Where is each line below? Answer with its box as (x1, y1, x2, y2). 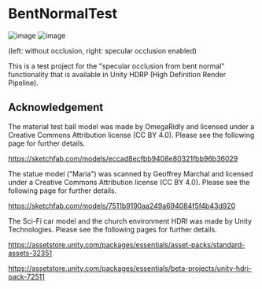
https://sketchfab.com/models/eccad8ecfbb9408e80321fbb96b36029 (8, 154, 238, 163)
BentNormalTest (8, 5, 118, 23)
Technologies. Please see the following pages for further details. (8, 224, 218, 234)
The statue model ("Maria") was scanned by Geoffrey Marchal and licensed (8, 169, 253, 178)
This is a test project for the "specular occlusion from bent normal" (8, 61, 225, 71)
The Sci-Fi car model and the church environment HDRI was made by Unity (8, 216, 253, 225)
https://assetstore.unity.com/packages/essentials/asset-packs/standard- (8, 239, 245, 249)
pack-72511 (8, 272, 45, 281)
